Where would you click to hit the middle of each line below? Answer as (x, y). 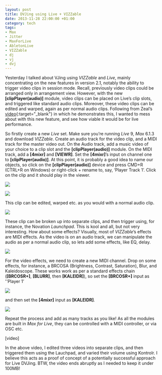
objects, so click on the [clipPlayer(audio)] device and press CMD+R (74, 165)
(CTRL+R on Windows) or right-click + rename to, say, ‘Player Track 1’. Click (81, 170)
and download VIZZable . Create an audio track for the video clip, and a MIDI (81, 139)
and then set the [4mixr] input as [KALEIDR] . (50, 300)
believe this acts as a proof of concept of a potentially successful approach (80, 358)
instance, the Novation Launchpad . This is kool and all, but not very (73, 226)
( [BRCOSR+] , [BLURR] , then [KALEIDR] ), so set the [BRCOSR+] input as (77, 276)
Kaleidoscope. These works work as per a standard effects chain (70, 271)
